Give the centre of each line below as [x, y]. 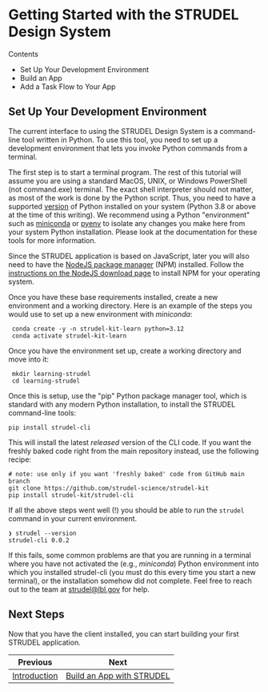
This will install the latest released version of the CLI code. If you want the [130, 442]
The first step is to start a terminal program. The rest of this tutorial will [125, 172]
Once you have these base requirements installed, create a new [113, 297]
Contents [23, 54]
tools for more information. [52, 240]
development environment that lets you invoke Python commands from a [128, 148]
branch [19, 481]
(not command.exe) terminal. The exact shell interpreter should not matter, [131, 189]
